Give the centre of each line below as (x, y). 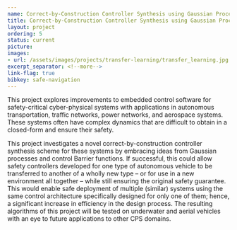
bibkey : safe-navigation (44, 80)
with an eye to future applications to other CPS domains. (89, 219)
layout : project (31, 27)
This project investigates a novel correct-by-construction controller (105, 144)
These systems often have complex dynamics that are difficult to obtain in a (117, 122)
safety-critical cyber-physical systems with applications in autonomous (111, 108)
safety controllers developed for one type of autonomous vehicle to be (110, 166)
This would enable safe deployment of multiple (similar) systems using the (115, 189)
